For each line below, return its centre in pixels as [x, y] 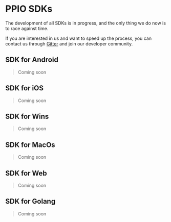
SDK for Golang [30, 201]
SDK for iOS [24, 88]
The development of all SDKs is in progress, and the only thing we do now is [86, 23]
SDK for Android [32, 60]
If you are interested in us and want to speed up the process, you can [79, 38]
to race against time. [27, 28]
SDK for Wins [27, 116]
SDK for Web [26, 173]
